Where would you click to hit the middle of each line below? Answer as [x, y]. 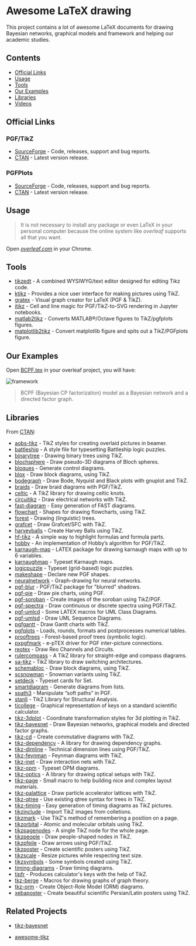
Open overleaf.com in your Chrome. [49, 249]
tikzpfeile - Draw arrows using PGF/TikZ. [63, 843]
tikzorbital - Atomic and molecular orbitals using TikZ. [79, 824]
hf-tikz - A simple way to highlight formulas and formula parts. [90, 537]
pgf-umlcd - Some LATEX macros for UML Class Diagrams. [86, 611]
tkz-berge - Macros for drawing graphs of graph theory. [82, 880]
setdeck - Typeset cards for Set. [54, 680]
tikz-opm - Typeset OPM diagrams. [57, 768]
